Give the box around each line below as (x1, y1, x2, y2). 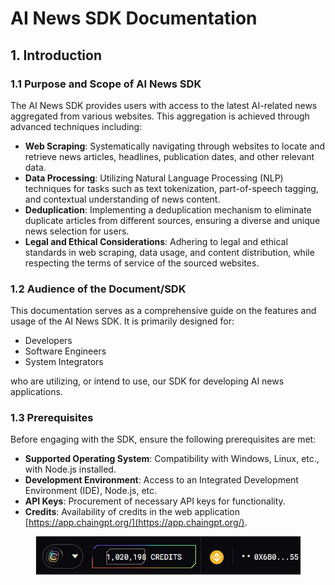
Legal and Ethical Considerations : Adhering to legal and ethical (24, 235, 288, 247)
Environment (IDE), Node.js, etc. (24, 485, 158, 497)
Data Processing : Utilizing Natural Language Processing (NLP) (24, 172, 284, 184)
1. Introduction (10, 47, 102, 64)
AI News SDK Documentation (10, 7, 258, 30)
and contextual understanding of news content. (24, 193, 221, 205)
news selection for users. (24, 225, 130, 237)
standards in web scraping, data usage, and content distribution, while (24, 246, 315, 258)
